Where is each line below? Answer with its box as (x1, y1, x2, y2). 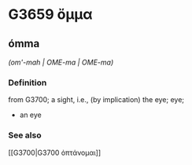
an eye (19, 110, 42, 119)
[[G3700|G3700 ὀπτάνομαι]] (8, 148, 102, 157)
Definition (8, 77, 47, 88)
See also (8, 130, 42, 141)
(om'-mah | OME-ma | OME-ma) (8, 57, 114, 67)
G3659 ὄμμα (8, 5, 93, 24)
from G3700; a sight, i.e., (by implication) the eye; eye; (8, 95, 185, 104)
